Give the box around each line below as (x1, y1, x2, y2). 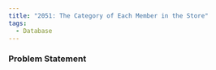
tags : (8, 19, 27, 27)
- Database (15, 27, 53, 35)
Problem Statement (8, 53, 87, 64)
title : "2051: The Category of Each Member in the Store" (8, 11, 209, 20)
